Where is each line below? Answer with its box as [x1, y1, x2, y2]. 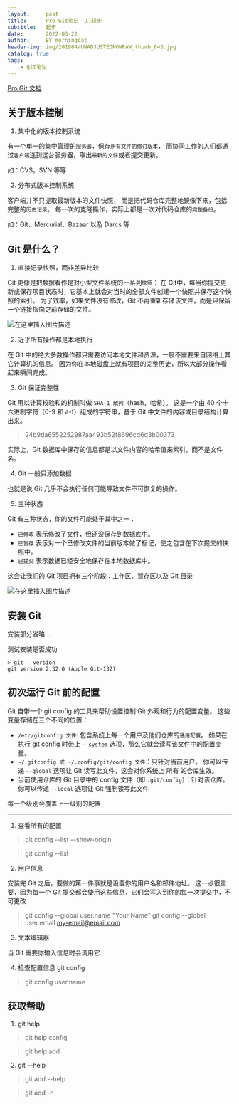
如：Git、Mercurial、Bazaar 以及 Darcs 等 [7, 220, 130, 228]
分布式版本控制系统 [17, 181, 75, 189]
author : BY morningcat [7, 37, 87, 44]
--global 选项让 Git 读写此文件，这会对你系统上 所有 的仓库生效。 [26, 766, 218, 774]
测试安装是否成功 [7, 645, 58, 653]
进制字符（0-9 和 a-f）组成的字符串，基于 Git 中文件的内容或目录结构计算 [13, 407, 229, 416]
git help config [24, 1033, 68, 1041]
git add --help [24, 1074, 66, 1083]
